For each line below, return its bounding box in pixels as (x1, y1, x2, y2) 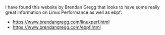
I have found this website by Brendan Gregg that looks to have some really (5, 4, 160, 10)
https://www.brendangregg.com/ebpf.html (12, 24, 101, 30)
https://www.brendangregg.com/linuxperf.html (12, 19, 110, 25)
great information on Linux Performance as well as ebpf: (5, 9, 123, 15)
